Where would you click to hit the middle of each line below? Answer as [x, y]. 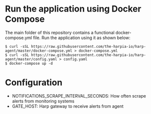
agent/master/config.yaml [31, 59]
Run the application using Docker [73, 9]
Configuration [34, 83]
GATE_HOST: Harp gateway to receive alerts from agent [68, 106]
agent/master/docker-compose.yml [39, 51]
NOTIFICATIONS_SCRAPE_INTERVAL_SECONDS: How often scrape [79, 96]
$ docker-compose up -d [29, 63]
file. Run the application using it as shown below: [82, 38]
